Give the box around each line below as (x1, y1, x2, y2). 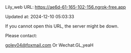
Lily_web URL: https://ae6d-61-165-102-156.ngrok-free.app (5, 4, 126, 10)
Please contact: (5, 33, 37, 38)
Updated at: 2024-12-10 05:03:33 (5, 14, 75, 19)
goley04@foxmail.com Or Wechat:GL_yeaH (5, 42, 94, 48)
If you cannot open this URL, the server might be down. (5, 23, 119, 29)
